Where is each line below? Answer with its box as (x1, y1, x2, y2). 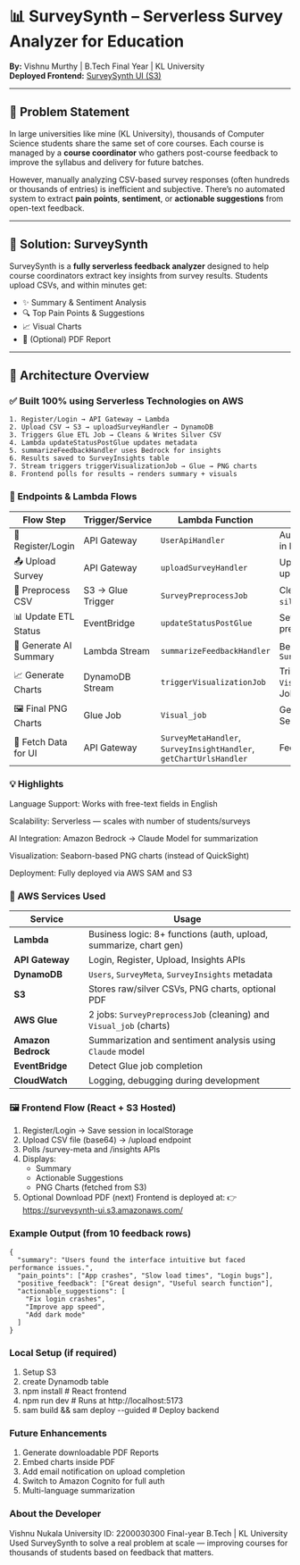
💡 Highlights (9, 778, 64, 791)
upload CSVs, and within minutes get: (9, 280, 147, 290)
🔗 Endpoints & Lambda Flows (9, 490, 137, 503)
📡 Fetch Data (13, 735, 68, 748)
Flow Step (21, 514, 66, 526)
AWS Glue (13, 1014, 58, 1026)
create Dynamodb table (21, 1377, 110, 1387)
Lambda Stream (83, 644, 150, 657)
